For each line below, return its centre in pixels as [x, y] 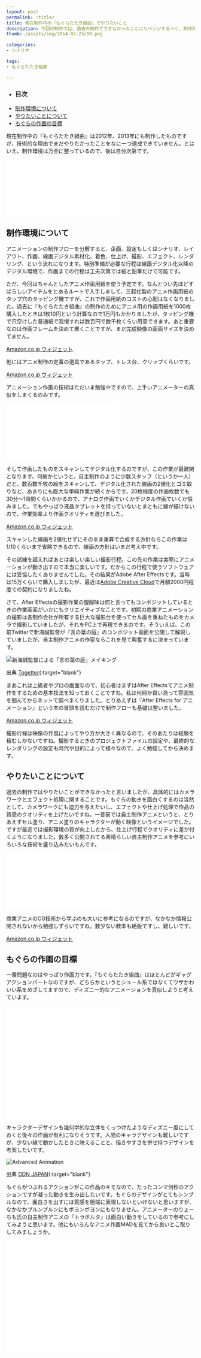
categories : [21, 45]
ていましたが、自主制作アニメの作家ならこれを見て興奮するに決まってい [95, 639]
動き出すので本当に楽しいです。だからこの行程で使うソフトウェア [113, 567]
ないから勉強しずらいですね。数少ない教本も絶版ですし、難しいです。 [108, 926]
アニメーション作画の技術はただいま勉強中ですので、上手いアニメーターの [98, 387]
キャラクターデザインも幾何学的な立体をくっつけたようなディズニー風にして [100, 1127]
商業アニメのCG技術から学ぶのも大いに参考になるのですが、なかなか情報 [97, 918]
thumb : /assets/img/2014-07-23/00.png [54, 34]
